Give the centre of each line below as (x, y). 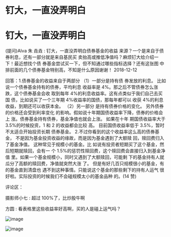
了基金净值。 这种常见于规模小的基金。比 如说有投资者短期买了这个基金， (82, 144)
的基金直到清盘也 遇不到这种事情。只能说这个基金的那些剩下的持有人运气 (82, 170)
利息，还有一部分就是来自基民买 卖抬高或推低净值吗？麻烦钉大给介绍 (82, 57)
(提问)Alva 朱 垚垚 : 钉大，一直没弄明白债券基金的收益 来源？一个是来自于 (82, 51)
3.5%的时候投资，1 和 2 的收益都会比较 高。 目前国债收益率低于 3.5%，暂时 (85, 125)
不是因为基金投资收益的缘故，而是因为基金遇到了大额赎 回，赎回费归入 (90, 138)
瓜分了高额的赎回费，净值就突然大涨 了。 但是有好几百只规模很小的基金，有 (85, 164)
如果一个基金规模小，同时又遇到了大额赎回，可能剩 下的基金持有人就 (92, 157)
